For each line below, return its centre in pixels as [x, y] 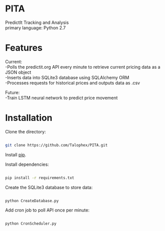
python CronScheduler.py [31, 224]
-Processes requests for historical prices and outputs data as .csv [73, 83]
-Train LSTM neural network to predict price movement [61, 98]
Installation [29, 118]
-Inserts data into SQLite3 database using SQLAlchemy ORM [67, 77]
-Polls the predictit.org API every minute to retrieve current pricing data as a [83, 67]
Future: [12, 92]
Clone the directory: [26, 131]
